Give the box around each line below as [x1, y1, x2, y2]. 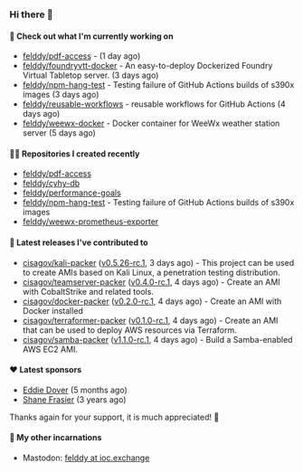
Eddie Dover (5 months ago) [22, 384, 128, 395]
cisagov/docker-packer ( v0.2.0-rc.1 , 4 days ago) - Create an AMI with [22, 296, 282, 307]
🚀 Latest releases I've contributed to [9, 237, 148, 248]
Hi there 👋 [9, 8, 54, 21]
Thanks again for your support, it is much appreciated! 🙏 [9, 411, 220, 422]
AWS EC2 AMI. [22, 344, 79, 354]
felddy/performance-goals [22, 187, 122, 198]
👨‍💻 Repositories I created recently [9, 148, 140, 159]
